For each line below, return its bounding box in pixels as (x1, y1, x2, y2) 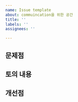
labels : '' (5, 21, 29, 27)
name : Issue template (5, 7, 51, 13)
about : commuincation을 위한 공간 (5, 12, 73, 17)
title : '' (5, 17, 27, 22)
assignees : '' (5, 27, 36, 32)
